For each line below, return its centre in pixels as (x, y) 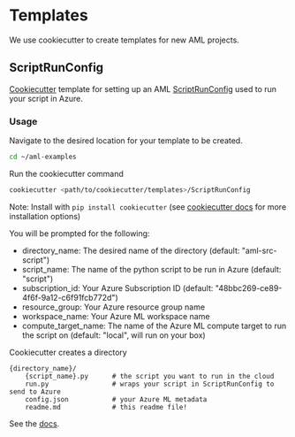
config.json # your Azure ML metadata (116, 399)
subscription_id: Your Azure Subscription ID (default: (117, 287)
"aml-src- (259, 250)
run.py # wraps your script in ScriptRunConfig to (150, 384)
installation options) (45, 216)
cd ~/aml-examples (43, 157)
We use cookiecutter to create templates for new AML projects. (125, 40)
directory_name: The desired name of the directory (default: (131, 250)
